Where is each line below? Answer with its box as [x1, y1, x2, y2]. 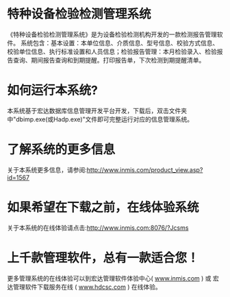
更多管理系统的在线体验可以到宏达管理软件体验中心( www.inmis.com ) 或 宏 [7, 274, 219, 282]
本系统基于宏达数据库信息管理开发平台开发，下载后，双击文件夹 [7, 106, 187, 115]
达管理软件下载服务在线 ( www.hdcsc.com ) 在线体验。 [7, 283, 162, 291]
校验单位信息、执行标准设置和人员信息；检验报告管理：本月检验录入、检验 [7, 47, 217, 56]
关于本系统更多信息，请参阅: [7, 165, 88, 174]
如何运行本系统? [7, 83, 98, 98]
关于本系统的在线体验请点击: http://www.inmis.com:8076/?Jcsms [7, 224, 189, 232]
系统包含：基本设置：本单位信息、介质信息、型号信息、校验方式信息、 [20, 38, 219, 47]
